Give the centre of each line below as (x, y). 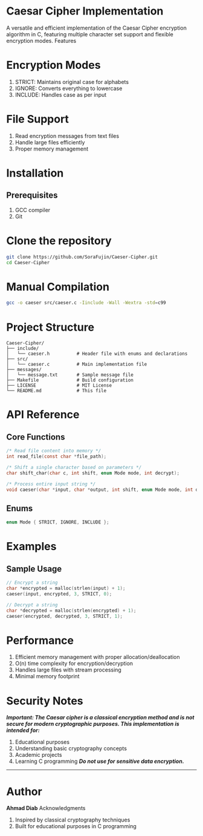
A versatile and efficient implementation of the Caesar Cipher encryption (97, 28)
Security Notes (45, 701)
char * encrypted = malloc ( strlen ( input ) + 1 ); (66, 588)
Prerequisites (32, 196)
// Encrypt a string (32, 583)
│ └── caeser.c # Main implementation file (77, 365)
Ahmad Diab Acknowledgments (46, 808)
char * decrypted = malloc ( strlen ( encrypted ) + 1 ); (71, 611)
